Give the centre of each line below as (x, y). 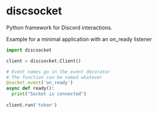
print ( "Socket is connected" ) (49, 94)
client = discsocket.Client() (44, 61)
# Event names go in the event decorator (58, 72)
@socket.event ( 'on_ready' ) (40, 83)
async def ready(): (30, 88)
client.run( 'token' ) (32, 105)
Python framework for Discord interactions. (59, 28)
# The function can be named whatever (54, 77)
